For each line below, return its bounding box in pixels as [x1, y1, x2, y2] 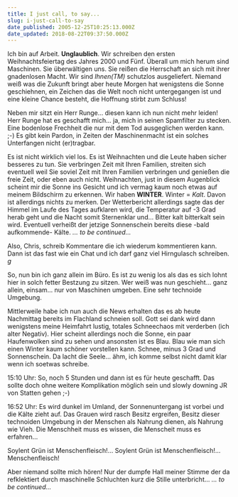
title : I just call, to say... [7, 10, 100, 18]
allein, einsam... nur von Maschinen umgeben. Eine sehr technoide [7, 285, 202, 295]
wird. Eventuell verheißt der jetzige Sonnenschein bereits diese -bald [7, 221, 210, 229]
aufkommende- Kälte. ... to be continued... [7, 228, 131, 236]
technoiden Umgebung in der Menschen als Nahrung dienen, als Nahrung [7, 417, 224, 426]
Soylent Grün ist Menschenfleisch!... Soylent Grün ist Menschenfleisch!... [7, 447, 221, 455]
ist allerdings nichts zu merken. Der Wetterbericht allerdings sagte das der [7, 198, 225, 207]
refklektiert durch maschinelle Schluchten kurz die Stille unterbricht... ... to [7, 475, 225, 484]
